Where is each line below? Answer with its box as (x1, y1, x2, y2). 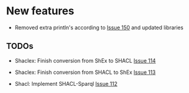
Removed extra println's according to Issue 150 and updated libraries (14, 24, 184, 31)
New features (6, 4, 74, 18)
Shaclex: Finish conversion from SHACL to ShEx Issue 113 (14, 69, 156, 76)
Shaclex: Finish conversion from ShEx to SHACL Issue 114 (14, 57, 156, 64)
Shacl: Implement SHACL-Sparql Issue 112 (14, 80, 118, 87)
